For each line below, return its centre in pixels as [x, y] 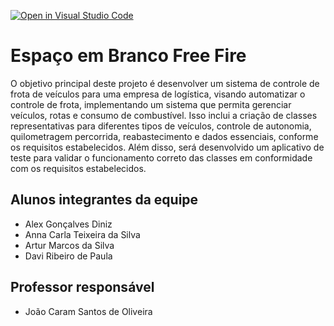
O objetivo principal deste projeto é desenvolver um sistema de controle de [165, 83]
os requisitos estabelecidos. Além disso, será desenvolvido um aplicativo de [167, 147]
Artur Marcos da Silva [69, 245]
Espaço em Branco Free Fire [128, 56]
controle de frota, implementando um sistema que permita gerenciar [151, 104]
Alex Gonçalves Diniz [68, 224]
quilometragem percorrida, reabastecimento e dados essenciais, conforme [164, 136]
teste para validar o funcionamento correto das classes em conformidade [161, 157]
